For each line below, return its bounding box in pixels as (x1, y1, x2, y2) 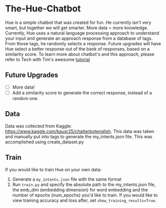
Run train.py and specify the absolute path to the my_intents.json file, (12, 181, 156, 187)
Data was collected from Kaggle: (5, 123, 72, 129)
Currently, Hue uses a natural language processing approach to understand (5, 30, 160, 36)
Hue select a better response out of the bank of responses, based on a (5, 46, 150, 52)
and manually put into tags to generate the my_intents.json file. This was (5, 133, 153, 139)
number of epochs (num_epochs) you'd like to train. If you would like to (12, 192, 158, 198)
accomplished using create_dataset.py (5, 139, 84, 145)
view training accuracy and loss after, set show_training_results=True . (12, 197, 157, 203)
